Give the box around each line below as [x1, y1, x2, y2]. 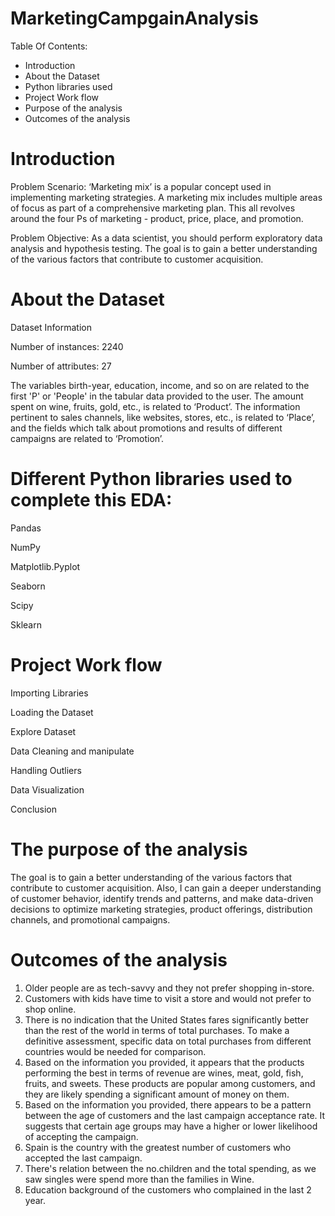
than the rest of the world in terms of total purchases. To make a [24, 1024, 290, 1036]
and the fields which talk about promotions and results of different [10, 422, 283, 434]
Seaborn [10, 580, 46, 592]
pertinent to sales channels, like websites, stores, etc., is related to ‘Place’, [10, 411, 316, 423]
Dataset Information [10, 321, 92, 333]
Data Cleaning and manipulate [10, 745, 135, 757]
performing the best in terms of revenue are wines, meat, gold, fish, [24, 1067, 304, 1079]
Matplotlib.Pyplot [10, 560, 81, 572]
